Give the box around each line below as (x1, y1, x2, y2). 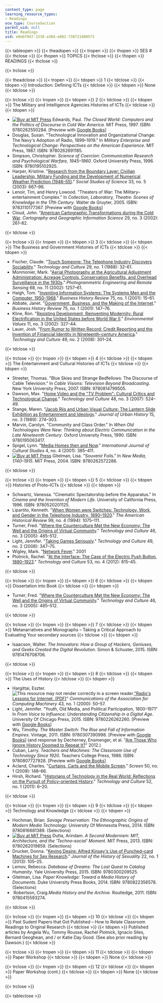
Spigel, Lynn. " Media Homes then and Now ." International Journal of (12, 442, 149, 448)
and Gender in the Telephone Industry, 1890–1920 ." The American (12, 512, 145, 518)
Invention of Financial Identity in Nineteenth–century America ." (12, 331, 138, 337)
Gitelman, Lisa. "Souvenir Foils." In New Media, (52, 453, 146, 459)
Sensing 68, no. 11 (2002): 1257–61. (12, 285, 83, 290)
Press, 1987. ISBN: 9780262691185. (12, 147, 83, 154)
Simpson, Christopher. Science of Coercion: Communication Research (12, 153, 153, 158)
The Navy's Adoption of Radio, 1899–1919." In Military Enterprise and (12, 137, 150, 143)
